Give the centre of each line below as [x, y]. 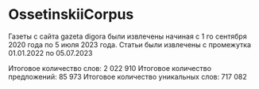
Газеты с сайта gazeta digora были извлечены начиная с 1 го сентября [128, 36]
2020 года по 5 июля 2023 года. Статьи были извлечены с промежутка [130, 44]
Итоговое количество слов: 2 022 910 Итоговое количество [110, 68]
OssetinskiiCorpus [71, 15]
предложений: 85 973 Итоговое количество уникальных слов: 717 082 [128, 76]
